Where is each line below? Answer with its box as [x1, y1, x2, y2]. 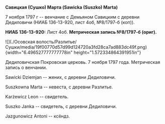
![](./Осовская [5, 39, 35, 45]
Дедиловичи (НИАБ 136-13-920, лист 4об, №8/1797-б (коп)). [5, 20, 135, 25]
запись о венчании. [5, 65, 47, 70]
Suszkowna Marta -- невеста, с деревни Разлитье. [5, 84, 113, 90]
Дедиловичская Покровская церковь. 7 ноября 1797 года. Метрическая [5, 59, 160, 65]
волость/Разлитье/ [36, 39, 77, 45]
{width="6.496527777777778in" [5, 50, 73, 55]
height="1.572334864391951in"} [73, 50, 141, 55]
